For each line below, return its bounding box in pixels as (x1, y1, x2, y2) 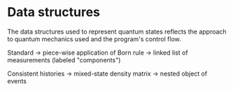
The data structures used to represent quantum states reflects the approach (7, 27, 227, 36)
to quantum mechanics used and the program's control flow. (7, 34, 181, 43)
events (7, 76, 27, 85)
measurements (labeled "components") (7, 55, 121, 64)
